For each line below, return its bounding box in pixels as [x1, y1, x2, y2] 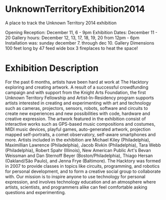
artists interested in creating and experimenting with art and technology [5, 100, 152, 106]
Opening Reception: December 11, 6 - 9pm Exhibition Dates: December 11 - [5, 29, 158, 35]
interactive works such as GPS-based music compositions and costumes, [5, 121, 156, 127]
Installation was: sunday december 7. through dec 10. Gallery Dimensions [5, 40, 155, 46]
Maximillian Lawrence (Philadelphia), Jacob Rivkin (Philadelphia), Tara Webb [5, 142, 161, 148]
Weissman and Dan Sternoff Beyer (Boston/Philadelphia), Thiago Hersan [5, 152, 153, 158]
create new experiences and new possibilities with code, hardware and [5, 110, 150, 116]
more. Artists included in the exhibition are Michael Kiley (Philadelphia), [5, 137, 151, 143]
